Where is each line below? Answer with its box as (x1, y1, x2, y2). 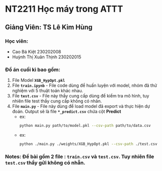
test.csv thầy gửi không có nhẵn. (5, 159, 85, 166)
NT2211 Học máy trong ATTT (5, 3, 123, 15)
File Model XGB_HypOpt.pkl (12, 77, 65, 83)
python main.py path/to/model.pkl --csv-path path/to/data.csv (19, 123, 151, 128)
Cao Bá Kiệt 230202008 (12, 49, 61, 54)
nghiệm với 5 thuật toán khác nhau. (12, 88, 83, 94)
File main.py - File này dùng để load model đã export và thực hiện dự (12, 103, 150, 109)
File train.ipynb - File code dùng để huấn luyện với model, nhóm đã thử (12, 82, 157, 89)
